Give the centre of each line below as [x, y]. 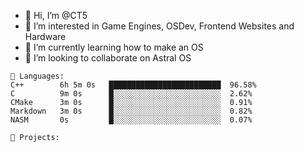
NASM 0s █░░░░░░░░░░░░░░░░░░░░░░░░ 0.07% [131, 120]
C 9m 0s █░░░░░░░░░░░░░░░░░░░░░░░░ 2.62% [131, 94]
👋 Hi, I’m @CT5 [56, 15]
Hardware [45, 36]
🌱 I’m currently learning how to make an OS [114, 47]
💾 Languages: [37, 76]
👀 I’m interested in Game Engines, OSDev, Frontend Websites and [159, 26]
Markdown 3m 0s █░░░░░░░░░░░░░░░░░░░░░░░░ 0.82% [131, 111]
